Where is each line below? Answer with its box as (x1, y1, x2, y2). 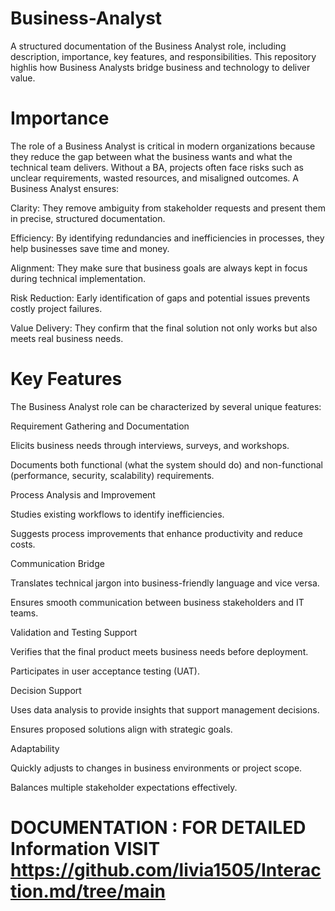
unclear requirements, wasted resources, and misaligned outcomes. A (10, 172, 299, 184)
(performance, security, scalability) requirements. (10, 469, 215, 481)
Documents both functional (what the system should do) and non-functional (10, 458, 323, 471)
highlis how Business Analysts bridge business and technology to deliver (10, 61, 311, 73)
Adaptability (10, 742, 60, 754)
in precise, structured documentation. (10, 212, 166, 224)
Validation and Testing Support (10, 626, 138, 638)
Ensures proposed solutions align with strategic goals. (10, 723, 233, 735)
